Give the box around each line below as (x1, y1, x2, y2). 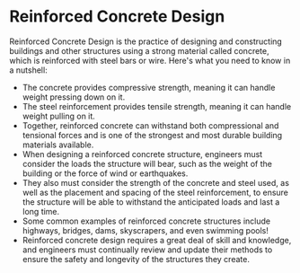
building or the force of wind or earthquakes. (22, 168, 189, 179)
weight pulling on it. (22, 110, 96, 121)
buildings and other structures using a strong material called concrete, (9, 45, 269, 56)
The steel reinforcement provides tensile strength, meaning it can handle (22, 101, 292, 111)
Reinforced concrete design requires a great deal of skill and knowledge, (22, 234, 292, 245)
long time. (22, 206, 60, 216)
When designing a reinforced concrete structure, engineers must (22, 148, 263, 159)
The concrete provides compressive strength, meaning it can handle (22, 82, 276, 92)
